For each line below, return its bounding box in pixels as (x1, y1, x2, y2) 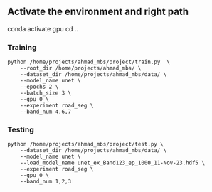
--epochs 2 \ (20, 83, 59, 91)
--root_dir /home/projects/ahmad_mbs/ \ (20, 65, 142, 72)
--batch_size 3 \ (20, 90, 72, 97)
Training (7, 42, 37, 52)
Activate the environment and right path (7, 6, 189, 18)
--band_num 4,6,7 (20, 108, 72, 116)
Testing (7, 124, 34, 134)
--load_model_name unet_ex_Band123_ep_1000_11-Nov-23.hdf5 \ (20, 159, 205, 166)
